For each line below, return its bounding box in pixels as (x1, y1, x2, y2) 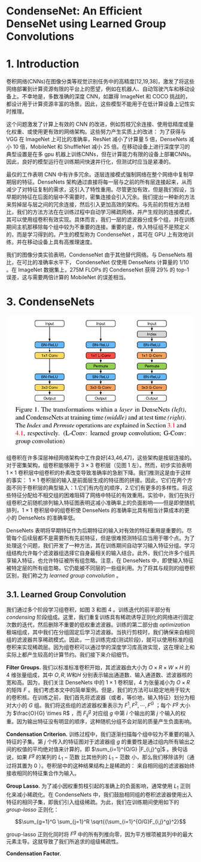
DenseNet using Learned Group (6, 17, 166, 31)
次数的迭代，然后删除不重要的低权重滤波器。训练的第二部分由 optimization (6, 621, 190, 628)
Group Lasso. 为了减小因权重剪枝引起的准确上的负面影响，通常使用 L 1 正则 (6, 782, 191, 791)
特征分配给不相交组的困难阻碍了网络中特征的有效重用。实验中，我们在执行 (11, 491, 195, 499)
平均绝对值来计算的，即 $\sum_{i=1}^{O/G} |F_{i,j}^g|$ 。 (32, 746, 172, 753)
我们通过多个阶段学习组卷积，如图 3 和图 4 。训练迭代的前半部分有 (6, 606, 171, 613)
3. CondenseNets (6, 295, 95, 309)
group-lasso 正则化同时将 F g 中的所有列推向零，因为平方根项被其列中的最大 (6, 830, 193, 838)
